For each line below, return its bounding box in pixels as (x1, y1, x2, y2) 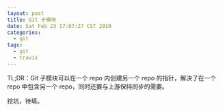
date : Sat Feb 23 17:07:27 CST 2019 (7, 22, 112, 29)
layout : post (7, 10, 44, 17)
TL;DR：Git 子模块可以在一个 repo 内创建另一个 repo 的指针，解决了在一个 (7, 74, 217, 82)
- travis (13, 54, 38, 61)
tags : (7, 42, 23, 48)
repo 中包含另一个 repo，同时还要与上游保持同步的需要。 (7, 82, 169, 91)
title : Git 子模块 (7, 16, 57, 23)
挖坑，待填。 (7, 97, 43, 105)
